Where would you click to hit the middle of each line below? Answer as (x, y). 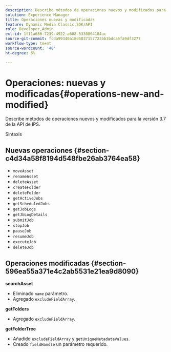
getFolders (17, 309)
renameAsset (25, 177)
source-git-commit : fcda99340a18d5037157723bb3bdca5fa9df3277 (73, 39)
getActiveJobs (28, 199)
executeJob (24, 242)
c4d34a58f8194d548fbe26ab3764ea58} (73, 158)
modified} (27, 104)
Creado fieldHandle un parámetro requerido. (60, 344)
